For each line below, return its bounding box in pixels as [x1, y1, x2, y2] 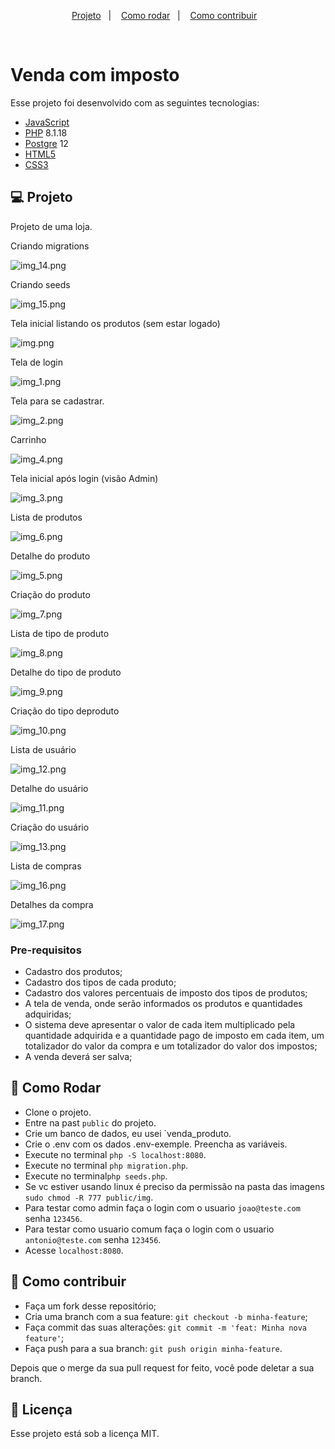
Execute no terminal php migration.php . [24, 1159, 189, 1171]
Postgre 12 [24, 137, 69, 149]
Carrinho [10, 433, 47, 445]
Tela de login [10, 356, 63, 368]
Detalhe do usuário [10, 782, 89, 794]
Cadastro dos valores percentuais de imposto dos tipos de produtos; [24, 987, 308, 999]
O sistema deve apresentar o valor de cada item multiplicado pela [24, 1019, 296, 1031]
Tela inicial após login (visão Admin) [10, 472, 159, 484]
